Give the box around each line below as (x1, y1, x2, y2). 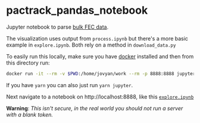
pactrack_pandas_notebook (6, 4, 148, 17)
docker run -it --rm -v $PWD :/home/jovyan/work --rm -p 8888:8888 (6, 70, 174, 76)
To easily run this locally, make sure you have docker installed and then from (6, 53, 194, 60)
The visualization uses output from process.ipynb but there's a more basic (6, 35, 189, 42)
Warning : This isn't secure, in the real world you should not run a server (6, 104, 183, 112)
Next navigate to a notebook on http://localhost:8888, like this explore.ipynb (6, 93, 194, 100)
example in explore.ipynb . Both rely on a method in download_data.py (6, 41, 176, 48)
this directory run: (6, 59, 50, 66)
